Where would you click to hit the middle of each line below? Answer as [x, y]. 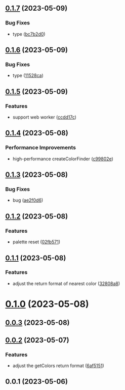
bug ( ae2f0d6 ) [28, 200]
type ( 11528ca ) [28, 75]
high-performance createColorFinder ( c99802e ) [63, 159]
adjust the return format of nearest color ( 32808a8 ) [66, 283]
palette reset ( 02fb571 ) [36, 242]
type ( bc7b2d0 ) [29, 34]
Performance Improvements [41, 148]
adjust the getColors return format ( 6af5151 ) [58, 366]
